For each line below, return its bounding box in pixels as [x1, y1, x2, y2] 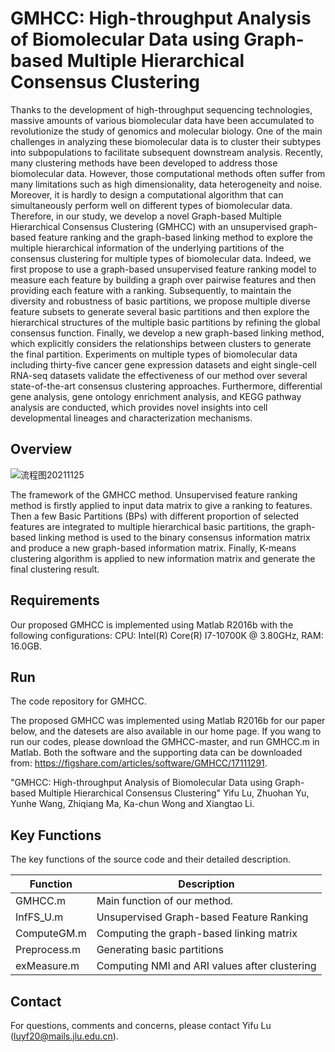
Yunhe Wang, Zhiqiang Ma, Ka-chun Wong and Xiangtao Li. [10, 798, 255, 810]
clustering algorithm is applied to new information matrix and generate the [10, 552, 316, 564]
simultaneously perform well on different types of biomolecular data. [10, 199, 293, 211]
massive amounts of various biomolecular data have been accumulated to [10, 114, 315, 126]
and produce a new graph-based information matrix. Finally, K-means [10, 542, 297, 554]
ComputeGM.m [15, 927, 87, 941]
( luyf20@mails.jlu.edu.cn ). [10, 1030, 119, 1042]
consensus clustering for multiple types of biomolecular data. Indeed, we [10, 252, 312, 264]
